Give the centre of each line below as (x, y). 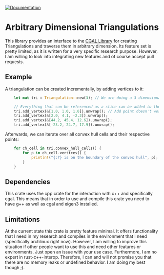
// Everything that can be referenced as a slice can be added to (83, 107)
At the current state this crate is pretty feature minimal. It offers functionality (82, 231)
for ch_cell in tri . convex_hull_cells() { (58, 148)
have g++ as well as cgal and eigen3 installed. (51, 204)
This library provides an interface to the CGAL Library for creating (71, 41)
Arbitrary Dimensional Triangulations (82, 27)
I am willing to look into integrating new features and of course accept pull (80, 56)
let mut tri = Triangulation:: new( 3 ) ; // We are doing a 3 (75, 98)
